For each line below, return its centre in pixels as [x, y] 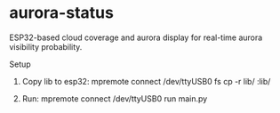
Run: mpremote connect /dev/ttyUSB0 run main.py [115, 98]
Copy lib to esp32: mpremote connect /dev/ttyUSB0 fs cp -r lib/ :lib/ [146, 81]
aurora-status [61, 13]
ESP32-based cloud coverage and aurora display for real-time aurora [136, 37]
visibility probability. [46, 46]
